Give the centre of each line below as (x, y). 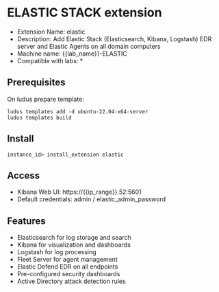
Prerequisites (36, 83)
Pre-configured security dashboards (68, 274)
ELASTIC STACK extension (85, 13)
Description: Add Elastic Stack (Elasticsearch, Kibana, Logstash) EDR (114, 38)
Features (26, 221)
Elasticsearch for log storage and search (74, 238)
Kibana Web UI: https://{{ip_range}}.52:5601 (79, 192)
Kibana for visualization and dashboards (74, 245)
